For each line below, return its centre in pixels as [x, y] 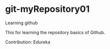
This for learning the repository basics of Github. [55, 32]
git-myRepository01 [47, 9]
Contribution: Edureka [28, 42]
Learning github [21, 23]
